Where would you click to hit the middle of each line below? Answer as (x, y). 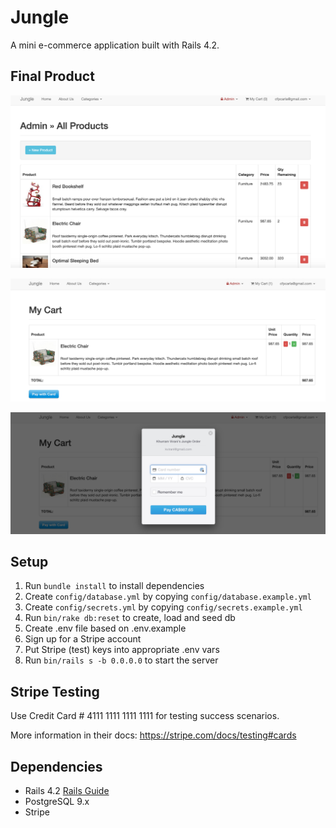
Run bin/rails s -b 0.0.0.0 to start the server (121, 660)
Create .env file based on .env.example (105, 628)
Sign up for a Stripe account (83, 639)
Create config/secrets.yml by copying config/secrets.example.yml (163, 607)
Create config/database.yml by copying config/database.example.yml (168, 597)
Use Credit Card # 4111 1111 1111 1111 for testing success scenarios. (145, 716)
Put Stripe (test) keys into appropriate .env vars (122, 650)
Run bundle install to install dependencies (114, 586)
